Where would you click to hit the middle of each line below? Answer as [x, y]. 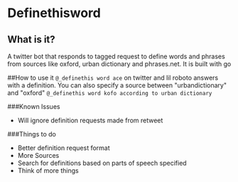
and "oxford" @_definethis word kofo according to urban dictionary [110, 93]
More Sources [38, 155]
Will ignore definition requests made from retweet [90, 120]
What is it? [31, 39]
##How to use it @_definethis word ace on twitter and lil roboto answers [113, 77]
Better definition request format [64, 148]
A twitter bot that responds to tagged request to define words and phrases [116, 56]
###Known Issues [34, 107]
